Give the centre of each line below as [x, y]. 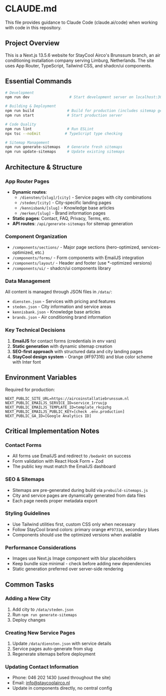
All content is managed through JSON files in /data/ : [59, 292]
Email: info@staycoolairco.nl [41, 683]
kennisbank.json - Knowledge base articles [56, 312]
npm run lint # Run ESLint [49, 129]
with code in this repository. [33, 27]
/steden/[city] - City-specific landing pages [65, 202]
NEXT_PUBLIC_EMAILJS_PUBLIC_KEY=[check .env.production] [65, 412]
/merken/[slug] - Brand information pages [62, 213]
